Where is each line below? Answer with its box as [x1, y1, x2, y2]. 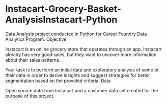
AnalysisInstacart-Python [5, 14, 118, 25]
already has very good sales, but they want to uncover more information [5, 51, 157, 58]
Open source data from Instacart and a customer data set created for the [5, 87, 158, 93]
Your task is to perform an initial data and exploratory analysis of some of [5, 67, 159, 73]
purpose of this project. [5, 93, 55, 99]
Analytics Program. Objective [5, 36, 67, 42]
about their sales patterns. [5, 57, 61, 63]
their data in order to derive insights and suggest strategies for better [5, 72, 150, 78]
